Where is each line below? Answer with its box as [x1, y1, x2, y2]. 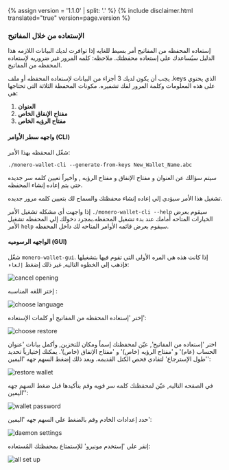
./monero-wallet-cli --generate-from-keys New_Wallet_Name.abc [8, 161, 193, 168]
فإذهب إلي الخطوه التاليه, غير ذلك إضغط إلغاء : [8, 260, 130, 268]
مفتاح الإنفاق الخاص [17, 110, 68, 118]
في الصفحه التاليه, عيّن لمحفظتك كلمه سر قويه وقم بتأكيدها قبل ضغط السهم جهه [8, 381, 213, 390]
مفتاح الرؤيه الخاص [17, 117, 66, 125]
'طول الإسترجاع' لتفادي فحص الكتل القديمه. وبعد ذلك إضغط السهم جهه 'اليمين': [8, 355, 211, 363]
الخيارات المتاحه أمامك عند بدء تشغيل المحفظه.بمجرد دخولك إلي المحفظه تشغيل [8, 214, 213, 223]
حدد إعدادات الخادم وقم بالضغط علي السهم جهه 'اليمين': [8, 415, 152, 423]
